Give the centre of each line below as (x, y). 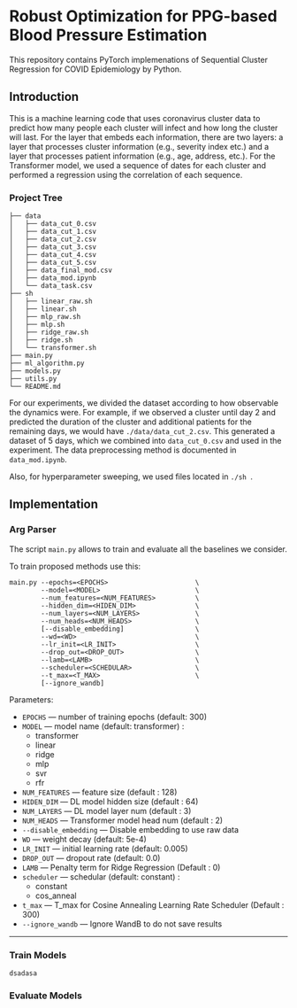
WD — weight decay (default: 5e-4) (84, 839)
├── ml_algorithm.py (47, 364)
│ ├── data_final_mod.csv (61, 271)
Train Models (38, 955)
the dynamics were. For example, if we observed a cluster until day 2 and (142, 413)
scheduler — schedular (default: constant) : (101, 876)
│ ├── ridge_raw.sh (49, 333)
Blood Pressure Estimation (108, 35)
